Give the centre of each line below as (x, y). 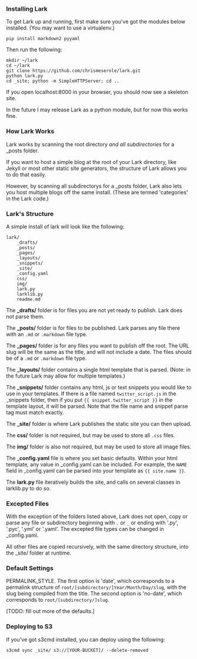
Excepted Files (27, 503)
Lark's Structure (30, 214)
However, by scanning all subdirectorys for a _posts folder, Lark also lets (94, 186)
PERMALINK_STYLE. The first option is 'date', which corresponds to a (90, 581)
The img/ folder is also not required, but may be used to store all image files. (99, 447)
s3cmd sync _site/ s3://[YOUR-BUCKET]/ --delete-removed (77, 650)
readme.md (29, 299)
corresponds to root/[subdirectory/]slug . (58, 600)
